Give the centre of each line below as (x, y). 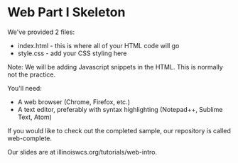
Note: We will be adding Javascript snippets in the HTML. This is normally (115, 67)
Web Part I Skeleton (66, 12)
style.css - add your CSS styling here (72, 53)
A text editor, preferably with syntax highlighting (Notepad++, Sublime (120, 109)
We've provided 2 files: (41, 32)
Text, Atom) (34, 117)
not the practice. (32, 74)
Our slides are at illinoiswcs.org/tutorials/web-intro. (82, 152)
